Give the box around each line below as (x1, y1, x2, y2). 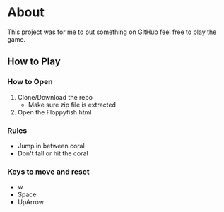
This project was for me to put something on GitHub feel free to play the (7, 28, 217, 36)
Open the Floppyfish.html (17, 107, 92, 117)
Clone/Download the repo (17, 93, 93, 101)
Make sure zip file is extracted (28, 100, 117, 109)
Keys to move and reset (7, 167, 90, 177)
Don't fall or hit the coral (17, 149, 88, 158)
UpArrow (17, 198, 45, 206)
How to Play (7, 56, 61, 68)
